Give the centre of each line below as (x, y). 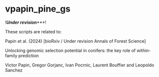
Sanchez (14, 70)
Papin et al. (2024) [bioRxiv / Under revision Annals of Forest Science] (76, 41)
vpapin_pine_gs (38, 9)
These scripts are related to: (33, 31)
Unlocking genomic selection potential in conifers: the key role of (70, 50)
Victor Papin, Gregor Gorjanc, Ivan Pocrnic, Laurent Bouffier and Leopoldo (80, 65)
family (11, 55)
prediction (29, 55)
